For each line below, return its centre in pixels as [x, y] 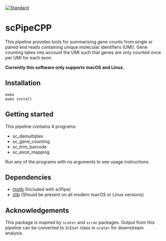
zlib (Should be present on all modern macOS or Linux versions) [78, 194]
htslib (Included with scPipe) [42, 189]
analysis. [14, 233]
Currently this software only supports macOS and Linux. [65, 67]
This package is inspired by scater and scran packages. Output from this [80, 222]
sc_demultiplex [28, 136]
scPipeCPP [29, 28]
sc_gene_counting [31, 141]
